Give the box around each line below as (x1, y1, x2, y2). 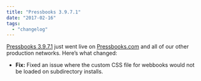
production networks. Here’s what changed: (6, 50, 117, 57)
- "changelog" (12, 26, 48, 33)
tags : (6, 20, 20, 26)
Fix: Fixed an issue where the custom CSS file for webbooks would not (15, 61, 195, 69)
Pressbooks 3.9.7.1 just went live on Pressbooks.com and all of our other (6, 43, 189, 50)
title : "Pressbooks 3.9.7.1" (6, 9, 81, 15)
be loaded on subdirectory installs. (15, 68, 103, 75)
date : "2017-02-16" (6, 15, 57, 21)
